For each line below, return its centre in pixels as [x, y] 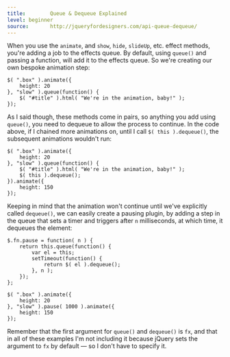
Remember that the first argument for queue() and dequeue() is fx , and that [112, 332]
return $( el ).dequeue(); [82, 265]
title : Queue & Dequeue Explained [67, 13]
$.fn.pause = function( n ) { [50, 241]
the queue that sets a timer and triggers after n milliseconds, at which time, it [115, 221]
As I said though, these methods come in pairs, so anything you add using [112, 117]
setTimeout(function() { [67, 259]
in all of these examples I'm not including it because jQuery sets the [103, 339]
